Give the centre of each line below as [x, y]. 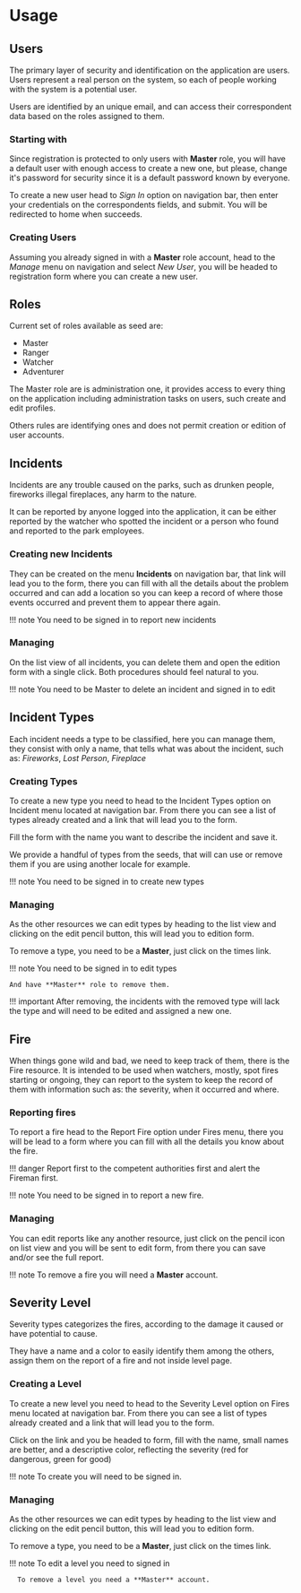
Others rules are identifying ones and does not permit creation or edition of [148, 426]
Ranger [35, 353]
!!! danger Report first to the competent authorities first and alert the [135, 1169]
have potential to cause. [54, 1334]
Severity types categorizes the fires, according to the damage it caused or [146, 1324]
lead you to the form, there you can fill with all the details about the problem [149, 583]
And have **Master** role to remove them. [90, 985]
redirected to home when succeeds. [76, 214]
